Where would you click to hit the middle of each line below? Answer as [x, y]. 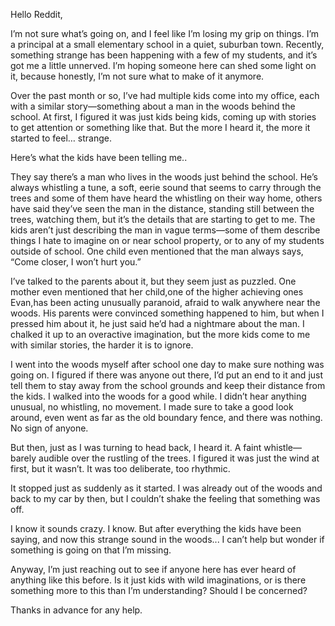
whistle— [282, 447]
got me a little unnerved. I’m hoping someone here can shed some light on [163, 65]
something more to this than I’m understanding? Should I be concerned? [159, 590]
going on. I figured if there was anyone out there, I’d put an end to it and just [167, 375]
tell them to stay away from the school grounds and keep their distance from [168, 385]
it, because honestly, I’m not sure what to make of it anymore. [137, 76]
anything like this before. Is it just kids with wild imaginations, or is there [158, 580]
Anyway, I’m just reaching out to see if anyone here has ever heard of [153, 569]
